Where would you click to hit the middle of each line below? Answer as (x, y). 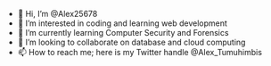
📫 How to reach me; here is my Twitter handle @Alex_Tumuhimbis (140, 52)
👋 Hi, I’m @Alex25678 (57, 14)
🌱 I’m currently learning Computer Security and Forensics (123, 33)
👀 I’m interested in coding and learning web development (122, 23)
